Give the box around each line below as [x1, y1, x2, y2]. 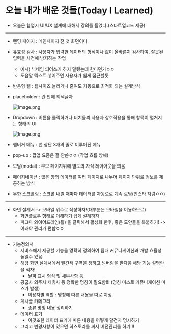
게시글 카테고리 [20, 298, 51, 304]
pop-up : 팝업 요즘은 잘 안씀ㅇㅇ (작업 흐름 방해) [12, 152, 109, 158]
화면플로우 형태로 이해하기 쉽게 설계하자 [20, 213, 100, 219]
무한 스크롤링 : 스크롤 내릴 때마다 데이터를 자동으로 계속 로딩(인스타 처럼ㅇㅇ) [12, 191, 165, 197]
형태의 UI [18, 120, 37, 127]
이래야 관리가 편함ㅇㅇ [20, 225, 65, 231]
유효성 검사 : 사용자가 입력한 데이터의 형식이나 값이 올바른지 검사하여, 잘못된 [12, 49, 164, 55]
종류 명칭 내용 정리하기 [27, 304, 73, 310]
